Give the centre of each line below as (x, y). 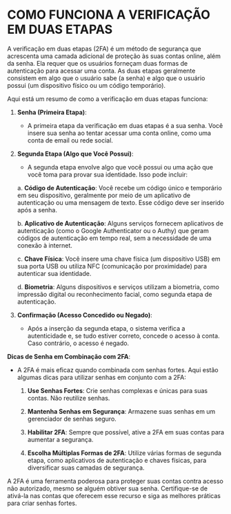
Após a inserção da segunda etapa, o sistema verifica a (106, 328)
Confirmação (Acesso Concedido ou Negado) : (85, 315)
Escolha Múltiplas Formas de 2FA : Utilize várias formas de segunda (124, 452)
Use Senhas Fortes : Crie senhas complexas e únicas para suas (118, 390)
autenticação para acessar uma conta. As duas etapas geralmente (101, 71)
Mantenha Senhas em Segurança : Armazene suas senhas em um (121, 411)
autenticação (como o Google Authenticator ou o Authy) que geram (113, 230)
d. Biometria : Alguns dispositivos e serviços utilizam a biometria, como (118, 286)
